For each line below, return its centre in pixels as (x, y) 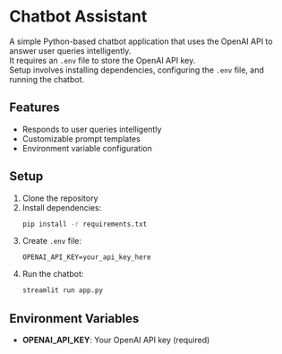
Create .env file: (52, 241)
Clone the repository (60, 198)
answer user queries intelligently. (70, 50)
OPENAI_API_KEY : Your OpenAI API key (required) (116, 340)
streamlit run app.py (62, 290)
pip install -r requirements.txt (85, 224)
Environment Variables (74, 319)
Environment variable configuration (87, 148)
